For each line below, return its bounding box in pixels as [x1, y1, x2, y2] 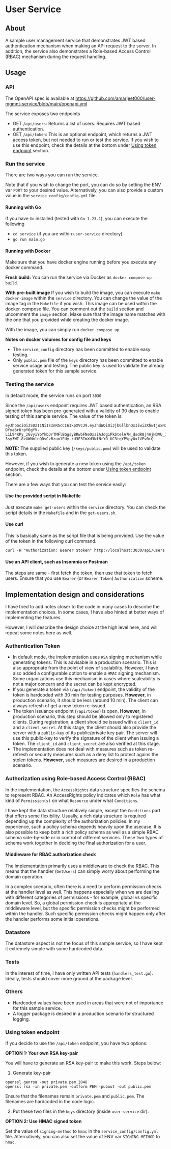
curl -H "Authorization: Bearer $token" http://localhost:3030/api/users [5, 548, 165, 553]
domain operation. [5, 873, 44, 879]
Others [5, 988, 23, 995]
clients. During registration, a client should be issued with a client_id [12, 719, 159, 725]
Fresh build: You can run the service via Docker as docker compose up [5, 274, 152, 281]
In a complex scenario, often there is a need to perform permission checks [5, 883, 162, 890]
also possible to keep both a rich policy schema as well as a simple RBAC [5, 829, 159, 835]
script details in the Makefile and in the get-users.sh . [5, 510, 117, 516]
